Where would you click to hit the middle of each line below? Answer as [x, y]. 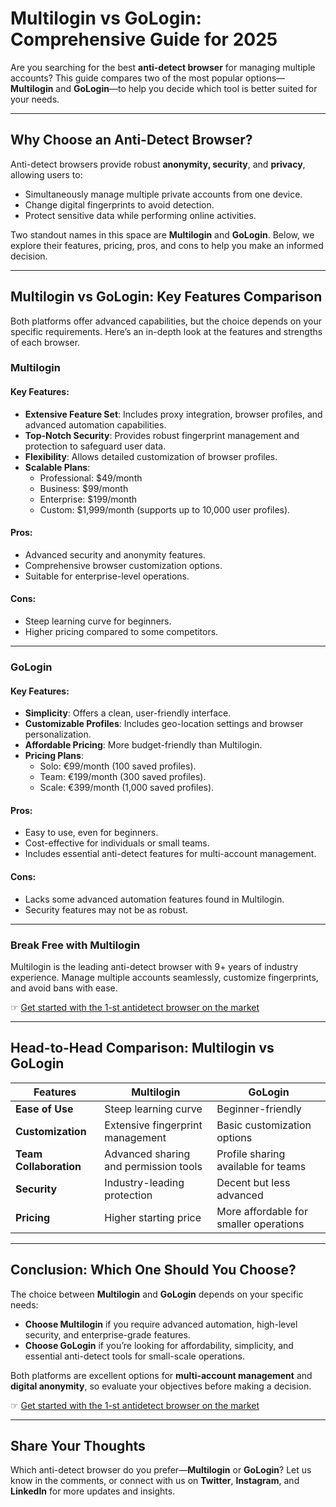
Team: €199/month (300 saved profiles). [123, 777]
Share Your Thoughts [78, 1445]
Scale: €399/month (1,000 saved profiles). [127, 788]
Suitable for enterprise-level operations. [107, 576]
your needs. [35, 99]
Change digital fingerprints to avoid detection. [119, 204]
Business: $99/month [84, 488]
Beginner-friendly [259, 1109]
